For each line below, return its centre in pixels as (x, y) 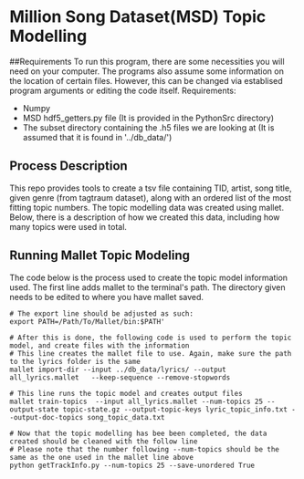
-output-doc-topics (47, 417)
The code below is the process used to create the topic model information (149, 277)
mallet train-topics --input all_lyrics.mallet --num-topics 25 (136, 401)
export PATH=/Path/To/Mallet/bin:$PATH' (88, 321)
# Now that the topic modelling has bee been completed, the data (138, 433)
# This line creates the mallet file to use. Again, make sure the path (151, 353)
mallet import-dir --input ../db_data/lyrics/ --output (118, 370)
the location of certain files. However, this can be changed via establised (146, 80)
